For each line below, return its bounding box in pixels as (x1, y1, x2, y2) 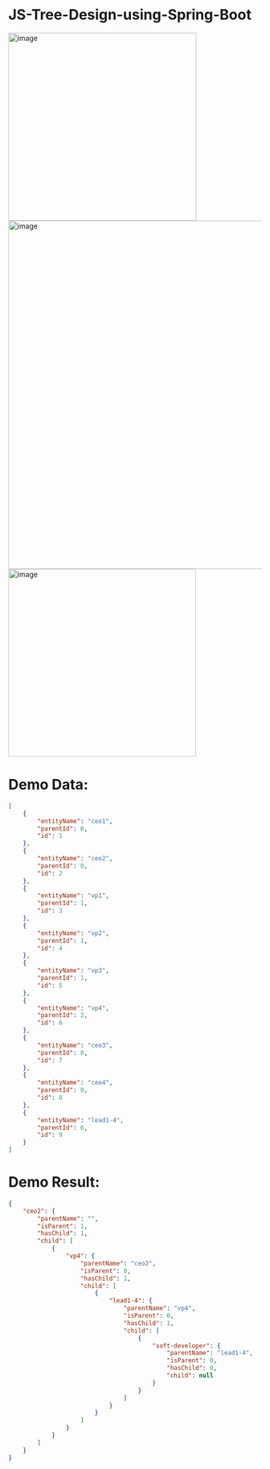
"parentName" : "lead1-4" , (166, 1349, 253, 1357)
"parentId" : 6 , (37, 1123, 88, 1131)
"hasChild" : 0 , (166, 1364, 218, 1373)
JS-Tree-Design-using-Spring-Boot (8, 6, 252, 24)
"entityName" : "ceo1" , (37, 817, 113, 825)
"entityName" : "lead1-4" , (37, 1116, 125, 1124)
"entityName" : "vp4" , (37, 1003, 110, 1012)
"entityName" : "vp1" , (37, 892, 110, 900)
